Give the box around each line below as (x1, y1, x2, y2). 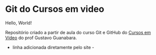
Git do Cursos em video (5, 3, 104, 15)
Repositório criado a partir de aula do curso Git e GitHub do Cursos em (5, 29, 151, 35)
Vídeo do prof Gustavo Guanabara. (5, 35, 77, 41)
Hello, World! (5, 20, 32, 26)
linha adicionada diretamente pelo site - (12, 44, 94, 50)
